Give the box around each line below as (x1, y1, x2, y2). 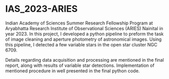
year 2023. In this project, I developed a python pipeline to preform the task (5, 31, 164, 37)
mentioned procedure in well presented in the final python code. (5, 67, 140, 74)
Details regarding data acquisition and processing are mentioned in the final (5, 57, 164, 63)
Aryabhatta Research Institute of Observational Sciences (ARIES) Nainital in (5, 25, 163, 31)
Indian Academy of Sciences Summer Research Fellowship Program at (5, 20, 153, 26)
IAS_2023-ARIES (5, 3, 78, 15)
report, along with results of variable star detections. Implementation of (5, 62, 155, 68)
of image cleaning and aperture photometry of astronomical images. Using (5, 36, 162, 42)
